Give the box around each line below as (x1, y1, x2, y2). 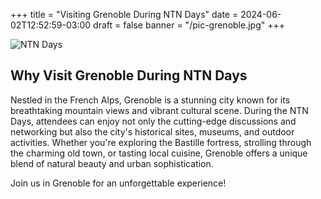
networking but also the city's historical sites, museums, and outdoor (10, 125, 295, 138)
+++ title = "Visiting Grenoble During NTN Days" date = (10, 9, 239, 20)
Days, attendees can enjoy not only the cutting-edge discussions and (10, 115, 297, 127)
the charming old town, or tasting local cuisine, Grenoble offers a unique (10, 147, 308, 159)
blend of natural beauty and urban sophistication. (10, 157, 214, 169)
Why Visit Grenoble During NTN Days (10, 67, 248, 84)
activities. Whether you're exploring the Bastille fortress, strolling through (10, 136, 312, 148)
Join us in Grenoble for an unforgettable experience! (10, 177, 227, 189)
